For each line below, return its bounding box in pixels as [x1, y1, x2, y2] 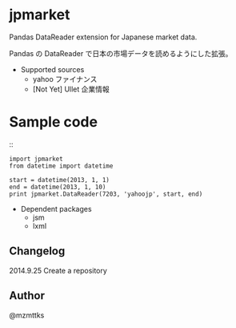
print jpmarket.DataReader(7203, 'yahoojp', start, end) [9, 190, 203, 198]
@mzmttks [9, 310, 45, 320]
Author [9, 289, 45, 302]
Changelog [9, 245, 66, 258]
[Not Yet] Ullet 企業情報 [32, 84, 110, 94]
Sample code [9, 113, 98, 132]
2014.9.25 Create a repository [9, 265, 107, 275]
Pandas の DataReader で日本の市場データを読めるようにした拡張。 [9, 48, 233, 58]
